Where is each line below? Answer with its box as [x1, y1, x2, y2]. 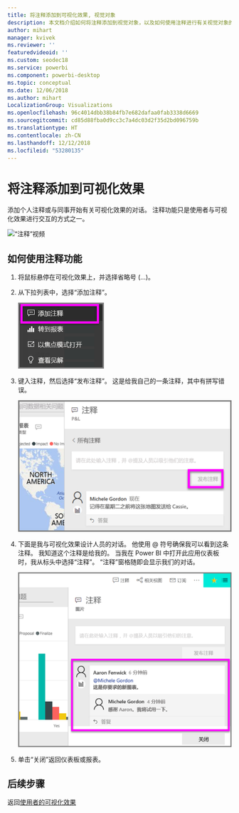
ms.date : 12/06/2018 [7, 86, 69, 94]
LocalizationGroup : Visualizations [7, 102, 113, 109]
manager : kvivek [7, 34, 55, 41]
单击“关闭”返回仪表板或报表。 [17, 755, 105, 763]
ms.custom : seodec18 [7, 57, 69, 64]
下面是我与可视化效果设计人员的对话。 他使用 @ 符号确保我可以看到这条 [17, 540, 229, 548]
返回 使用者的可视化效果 [7, 798, 76, 807]
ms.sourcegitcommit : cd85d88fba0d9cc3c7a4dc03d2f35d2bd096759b [7, 117, 199, 124]
